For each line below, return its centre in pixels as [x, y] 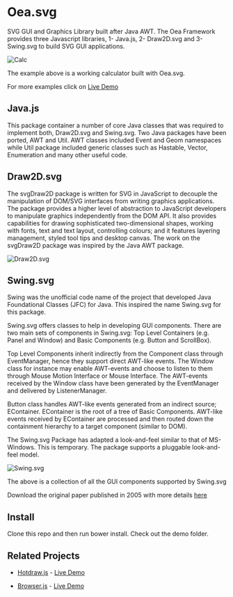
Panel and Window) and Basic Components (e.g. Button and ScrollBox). [110, 340]
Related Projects [43, 556]
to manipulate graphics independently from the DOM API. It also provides [112, 216]
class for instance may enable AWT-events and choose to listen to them [110, 369]
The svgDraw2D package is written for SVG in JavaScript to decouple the [112, 193]
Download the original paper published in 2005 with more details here [107, 495]
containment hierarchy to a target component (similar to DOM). [97, 427]
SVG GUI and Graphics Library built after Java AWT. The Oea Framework [111, 31]
